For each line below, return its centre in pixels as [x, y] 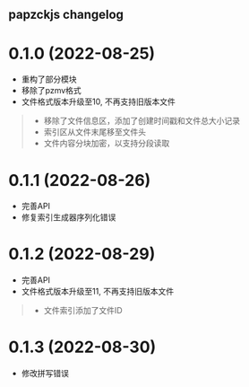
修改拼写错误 [45, 374]
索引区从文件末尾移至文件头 [95, 132]
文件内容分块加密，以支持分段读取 [107, 144]
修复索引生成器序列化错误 [69, 217]
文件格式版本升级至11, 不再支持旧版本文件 [98, 292]
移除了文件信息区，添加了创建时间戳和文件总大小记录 [142, 121]
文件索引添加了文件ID [83, 311]
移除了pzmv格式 [51, 91]
